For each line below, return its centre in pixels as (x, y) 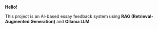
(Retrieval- (142, 16)
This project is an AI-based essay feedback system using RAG (68, 16)
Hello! (11, 7)
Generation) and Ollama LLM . (61, 22)
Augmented (18, 22)
